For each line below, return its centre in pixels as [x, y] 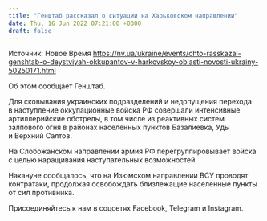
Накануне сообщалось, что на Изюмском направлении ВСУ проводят [128, 176]
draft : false [30, 31]
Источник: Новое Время [50, 54]
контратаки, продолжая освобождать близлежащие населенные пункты [133, 184]
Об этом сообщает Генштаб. [57, 86]
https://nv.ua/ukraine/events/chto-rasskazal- [167, 54]
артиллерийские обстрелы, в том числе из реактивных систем [117, 119]
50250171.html [32, 71]
